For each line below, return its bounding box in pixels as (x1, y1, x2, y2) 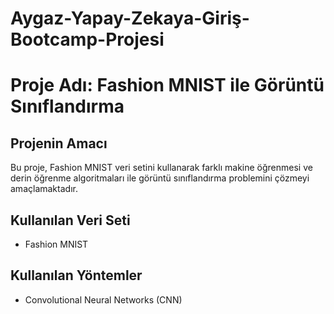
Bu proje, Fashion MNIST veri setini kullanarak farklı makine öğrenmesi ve (10, 162, 313, 174)
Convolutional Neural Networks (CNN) (24, 293, 183, 306)
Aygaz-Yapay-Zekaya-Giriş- (10, 7, 250, 30)
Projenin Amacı (10, 135, 108, 152)
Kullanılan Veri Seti (10, 212, 131, 229)
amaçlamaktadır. (10, 183, 78, 195)
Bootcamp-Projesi (10, 28, 165, 51)
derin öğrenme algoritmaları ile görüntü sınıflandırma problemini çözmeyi (10, 172, 310, 184)
